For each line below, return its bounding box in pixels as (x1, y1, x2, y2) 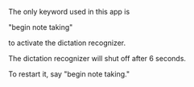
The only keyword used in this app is (8, 7, 130, 16)
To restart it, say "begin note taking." (8, 69, 130, 79)
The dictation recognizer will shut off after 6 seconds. (8, 54, 187, 63)
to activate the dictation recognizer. (8, 38, 126, 48)
